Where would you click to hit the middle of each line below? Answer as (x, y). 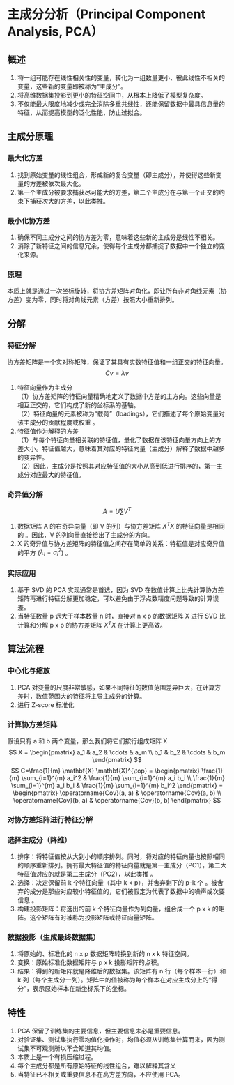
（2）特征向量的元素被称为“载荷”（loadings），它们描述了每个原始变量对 (121, 413)
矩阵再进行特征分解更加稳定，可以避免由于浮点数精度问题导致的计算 (115, 599)
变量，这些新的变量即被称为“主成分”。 (72, 86)
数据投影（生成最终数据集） (54, 937)
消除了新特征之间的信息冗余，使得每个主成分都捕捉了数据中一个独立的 (118, 245)
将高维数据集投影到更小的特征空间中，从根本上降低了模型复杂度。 (112, 95)
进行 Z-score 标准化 (46, 704)
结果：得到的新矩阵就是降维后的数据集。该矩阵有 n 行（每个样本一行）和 (122, 971)
